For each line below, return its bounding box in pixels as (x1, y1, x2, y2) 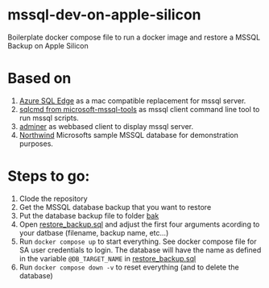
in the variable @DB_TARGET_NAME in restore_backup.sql (19, 253, 197, 263)
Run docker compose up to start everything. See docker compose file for (19, 236, 257, 246)
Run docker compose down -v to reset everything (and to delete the (19, 262, 239, 272)
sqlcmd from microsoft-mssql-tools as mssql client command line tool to (19, 104, 260, 114)
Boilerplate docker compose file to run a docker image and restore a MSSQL (7, 32, 261, 42)
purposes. (19, 139, 54, 148)
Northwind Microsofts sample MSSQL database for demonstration (19, 130, 238, 140)
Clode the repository (19, 194, 88, 203)
